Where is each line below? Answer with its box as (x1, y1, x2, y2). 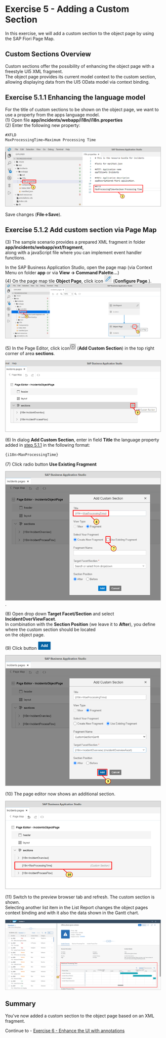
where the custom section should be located (5, 626, 96, 632)
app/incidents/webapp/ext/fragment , (5, 244, 84, 250)
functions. (5, 255, 26, 260)
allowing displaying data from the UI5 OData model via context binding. (5, 79, 150, 85)
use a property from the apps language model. (5, 111, 100, 117)
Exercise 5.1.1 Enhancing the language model (5, 93, 146, 102)
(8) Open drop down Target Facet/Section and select (5, 611, 115, 617)
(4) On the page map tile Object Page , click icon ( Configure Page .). (5, 278, 152, 284)
